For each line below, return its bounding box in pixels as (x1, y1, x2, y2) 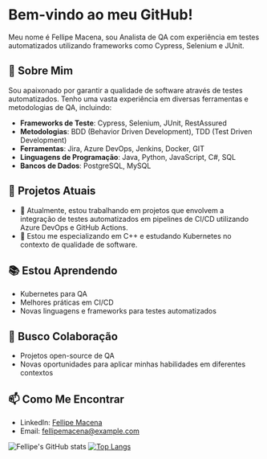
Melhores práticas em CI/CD (19, 297, 114, 307)
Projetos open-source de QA (19, 351, 115, 361)
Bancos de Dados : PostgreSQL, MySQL (19, 161, 152, 170)
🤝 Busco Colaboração (8, 330, 119, 343)
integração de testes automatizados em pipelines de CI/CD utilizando (19, 214, 249, 223)
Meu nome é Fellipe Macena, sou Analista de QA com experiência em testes (8, 32, 260, 42)
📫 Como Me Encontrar (8, 392, 124, 406)
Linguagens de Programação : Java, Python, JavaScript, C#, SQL (19, 152, 237, 162)
